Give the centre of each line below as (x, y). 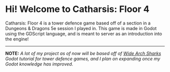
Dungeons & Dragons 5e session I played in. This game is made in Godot (81, 28)
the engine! (17, 39)
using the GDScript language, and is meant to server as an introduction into (84, 33)
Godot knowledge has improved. (39, 64)
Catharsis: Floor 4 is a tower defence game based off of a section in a (78, 23)
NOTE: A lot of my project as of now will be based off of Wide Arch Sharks (83, 53)
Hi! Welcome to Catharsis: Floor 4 (77, 9)
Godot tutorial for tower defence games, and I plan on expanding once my (83, 58)
